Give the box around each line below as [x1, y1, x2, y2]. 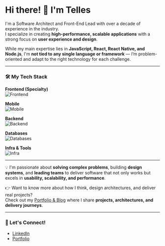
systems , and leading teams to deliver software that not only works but [5, 170, 151, 176]
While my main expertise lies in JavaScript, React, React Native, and [5, 46, 145, 51]
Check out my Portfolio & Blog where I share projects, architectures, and [5, 197, 154, 203]
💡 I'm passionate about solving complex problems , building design [5, 164, 142, 171]
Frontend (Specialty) [5, 86, 48, 92]
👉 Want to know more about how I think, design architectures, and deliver [5, 185, 156, 191]
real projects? [5, 192, 33, 198]
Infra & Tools [5, 145, 31, 151]
